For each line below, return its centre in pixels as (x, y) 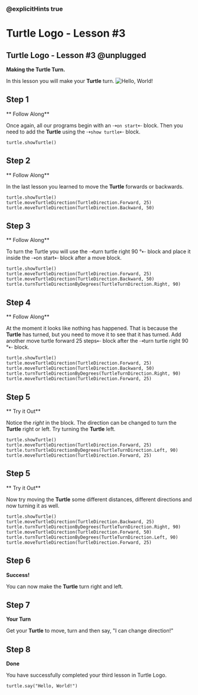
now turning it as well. (33, 505)
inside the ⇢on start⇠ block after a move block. (64, 258)
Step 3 (18, 226)
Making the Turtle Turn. (36, 69)
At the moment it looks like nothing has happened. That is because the (92, 329)
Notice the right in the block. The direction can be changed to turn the (91, 422)
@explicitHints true (35, 9)
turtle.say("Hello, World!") (42, 686)
